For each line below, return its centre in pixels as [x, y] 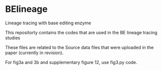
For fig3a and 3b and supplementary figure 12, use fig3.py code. [71, 62]
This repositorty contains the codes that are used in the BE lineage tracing [81, 32]
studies [13, 38]
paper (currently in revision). [34, 53]
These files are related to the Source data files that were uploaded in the [80, 47]
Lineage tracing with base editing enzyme [48, 23]
